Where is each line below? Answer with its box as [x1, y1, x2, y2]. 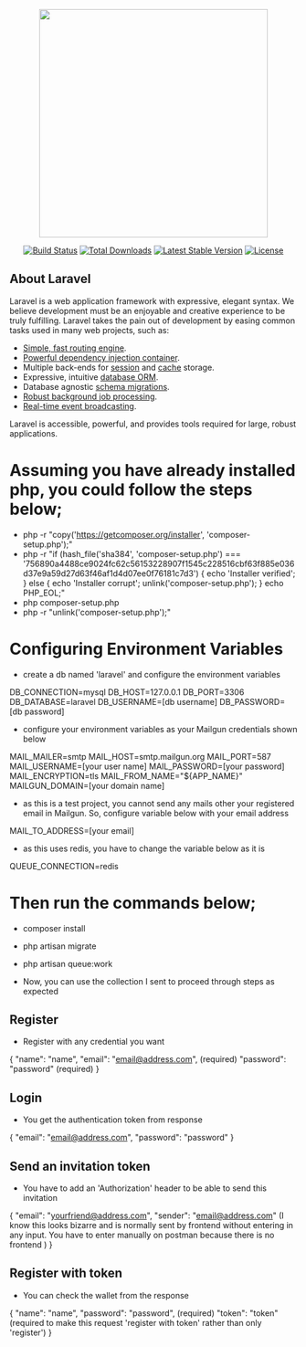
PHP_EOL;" [22, 587, 66, 598]
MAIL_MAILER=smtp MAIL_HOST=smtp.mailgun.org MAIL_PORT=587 [9, 751, 272, 762]
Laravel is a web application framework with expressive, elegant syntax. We [9, 295, 295, 306]
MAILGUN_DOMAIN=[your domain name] [9, 780, 165, 791]
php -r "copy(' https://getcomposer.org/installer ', [22, 529, 206, 540]
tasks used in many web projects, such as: [9, 324, 170, 335]
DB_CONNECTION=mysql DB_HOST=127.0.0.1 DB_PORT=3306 [9, 686, 245, 698]
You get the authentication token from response [22, 1114, 203, 1125]
